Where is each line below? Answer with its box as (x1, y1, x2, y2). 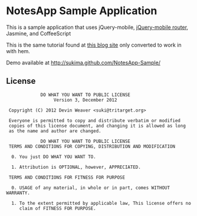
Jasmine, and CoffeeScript (6, 30, 71, 37)
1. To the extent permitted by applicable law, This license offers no (11, 200, 192, 206)
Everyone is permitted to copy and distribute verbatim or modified (8, 117, 181, 123)
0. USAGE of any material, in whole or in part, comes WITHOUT (11, 185, 170, 191)
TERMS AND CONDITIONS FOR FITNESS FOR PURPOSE (8, 174, 126, 181)
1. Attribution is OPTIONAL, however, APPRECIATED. (11, 164, 142, 170)
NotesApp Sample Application (6, 4, 157, 18)
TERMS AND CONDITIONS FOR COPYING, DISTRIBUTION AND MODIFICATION (8, 143, 176, 149)
